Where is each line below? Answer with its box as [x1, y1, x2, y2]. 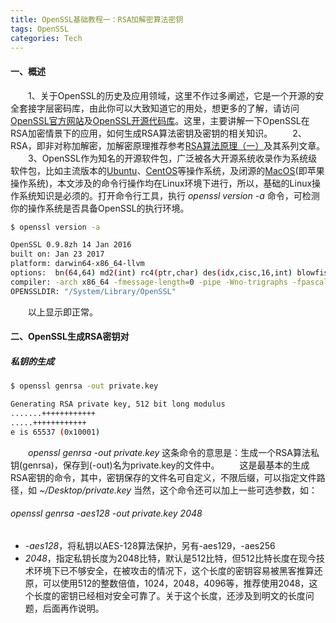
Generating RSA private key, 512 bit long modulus [10, 399, 226, 410]
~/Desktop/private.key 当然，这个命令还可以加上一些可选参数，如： [38, 484, 318, 496]
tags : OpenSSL [10, 24, 70, 34]
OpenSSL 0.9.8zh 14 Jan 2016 [10, 240, 132, 250]
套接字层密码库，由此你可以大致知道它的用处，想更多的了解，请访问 [18, 102, 300, 114]
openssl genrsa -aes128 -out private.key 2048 [10, 507, 203, 520]
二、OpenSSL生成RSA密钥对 [10, 331, 130, 343]
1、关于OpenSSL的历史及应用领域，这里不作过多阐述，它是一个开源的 [28, 89, 316, 101]
